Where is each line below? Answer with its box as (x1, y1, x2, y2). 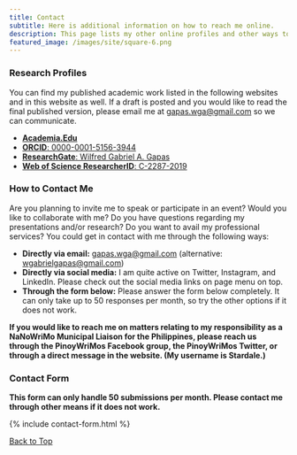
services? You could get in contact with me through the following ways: (9, 231, 270, 242)
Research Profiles (9, 67, 88, 80)
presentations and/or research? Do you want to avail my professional (9, 221, 261, 232)
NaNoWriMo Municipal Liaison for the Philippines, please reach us (9, 331, 257, 342)
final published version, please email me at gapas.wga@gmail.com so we (9, 105, 276, 116)
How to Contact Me (9, 182, 94, 195)
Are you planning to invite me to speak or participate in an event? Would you (9, 203, 287, 213)
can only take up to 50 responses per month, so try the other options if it (21, 295, 287, 305)
